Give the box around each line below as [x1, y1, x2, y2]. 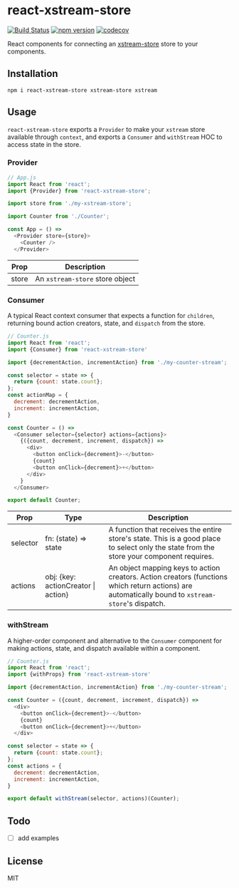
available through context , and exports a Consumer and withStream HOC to [7, 133, 223, 141]
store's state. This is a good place [108, 534, 221, 544]
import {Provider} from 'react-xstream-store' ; [7, 187, 152, 195]
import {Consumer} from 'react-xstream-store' [7, 346, 148, 353]
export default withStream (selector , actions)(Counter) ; [7, 795, 180, 802]
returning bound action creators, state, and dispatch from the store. [7, 319, 206, 328]
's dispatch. [127, 599, 166, 609]
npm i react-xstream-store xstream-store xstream [7, 86, 158, 94]
